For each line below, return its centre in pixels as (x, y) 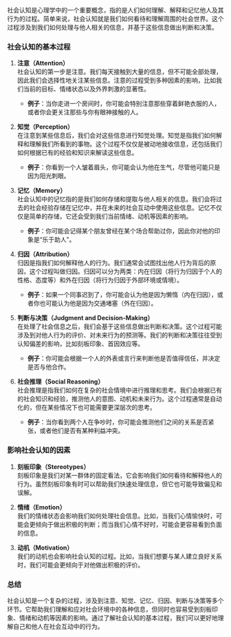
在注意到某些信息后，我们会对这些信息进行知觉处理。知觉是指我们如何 (117, 136)
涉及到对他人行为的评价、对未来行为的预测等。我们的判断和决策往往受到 (119, 335)
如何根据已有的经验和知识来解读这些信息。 (77, 153)
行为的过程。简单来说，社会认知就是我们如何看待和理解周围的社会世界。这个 (115, 19)
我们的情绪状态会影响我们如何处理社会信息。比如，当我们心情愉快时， (117, 516)
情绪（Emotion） (41, 507)
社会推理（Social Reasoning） (60, 382)
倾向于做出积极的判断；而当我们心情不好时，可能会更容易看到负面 (129, 524)
